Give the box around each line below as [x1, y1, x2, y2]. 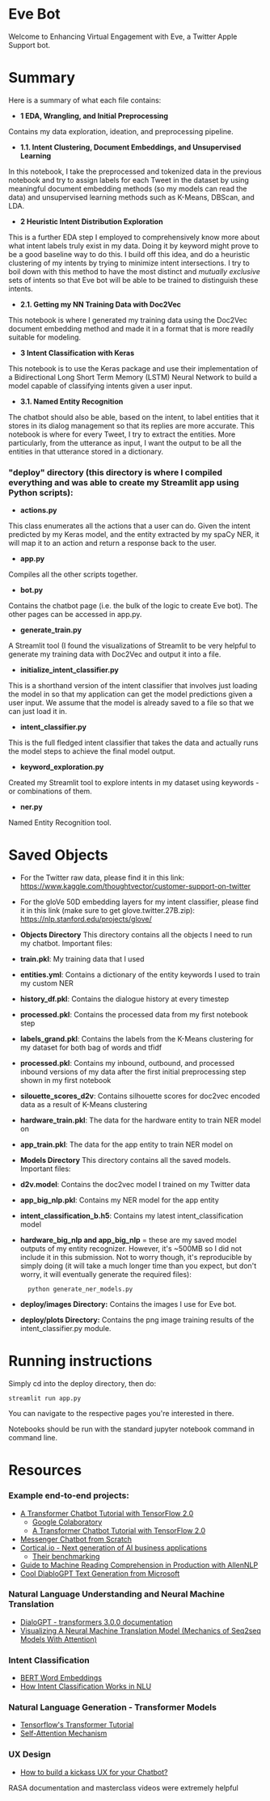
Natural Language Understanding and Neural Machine [8, 1588, 225, 1600]
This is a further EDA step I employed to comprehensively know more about [8, 232, 260, 242]
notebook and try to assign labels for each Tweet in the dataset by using [8, 175, 249, 184]
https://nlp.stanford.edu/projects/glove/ [19, 915, 152, 924]
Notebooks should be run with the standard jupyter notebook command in [8, 1424, 255, 1434]
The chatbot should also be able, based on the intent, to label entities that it [8, 412, 259, 421]
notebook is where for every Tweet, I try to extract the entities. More [8, 429, 236, 439]
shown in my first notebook [19, 1076, 112, 1085]
